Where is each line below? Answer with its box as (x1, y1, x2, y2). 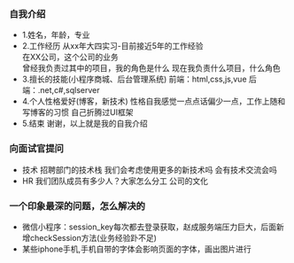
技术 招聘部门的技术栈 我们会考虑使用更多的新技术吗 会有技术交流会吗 (21, 164, 277, 174)
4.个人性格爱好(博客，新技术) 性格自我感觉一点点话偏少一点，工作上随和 (21, 96, 286, 107)
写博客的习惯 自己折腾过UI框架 (21, 107, 134, 118)
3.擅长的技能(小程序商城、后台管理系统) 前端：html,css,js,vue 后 (21, 73, 257, 85)
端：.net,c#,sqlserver (21, 85, 100, 96)
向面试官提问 (9, 143, 65, 155)
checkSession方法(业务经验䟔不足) (29, 232, 158, 243)
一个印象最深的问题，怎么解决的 (9, 199, 146, 212)
